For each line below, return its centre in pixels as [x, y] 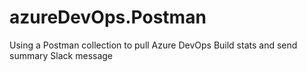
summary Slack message [61, 55]
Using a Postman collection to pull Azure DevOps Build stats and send [153, 45]
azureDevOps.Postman [108, 17]
